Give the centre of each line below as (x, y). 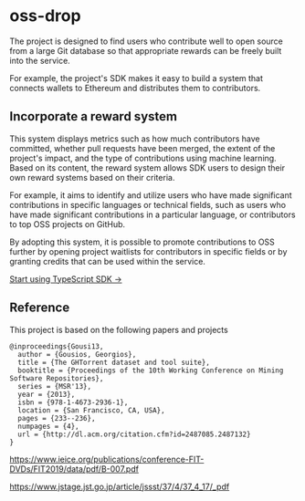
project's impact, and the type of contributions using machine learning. (143, 158)
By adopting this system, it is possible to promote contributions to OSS (142, 242)
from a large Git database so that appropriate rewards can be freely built (146, 50)
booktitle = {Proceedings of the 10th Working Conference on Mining (151, 371)
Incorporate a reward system (94, 116)
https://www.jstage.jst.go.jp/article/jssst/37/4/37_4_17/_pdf (120, 486)
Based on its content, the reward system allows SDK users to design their (147, 167)
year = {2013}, (47, 394)
